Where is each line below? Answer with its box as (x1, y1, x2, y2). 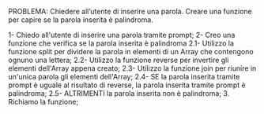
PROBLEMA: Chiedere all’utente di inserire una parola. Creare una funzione (8, 7, 253, 16)
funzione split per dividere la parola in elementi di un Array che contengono (8, 47, 255, 56)
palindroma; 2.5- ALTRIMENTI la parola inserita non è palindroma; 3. (8, 89, 230, 97)
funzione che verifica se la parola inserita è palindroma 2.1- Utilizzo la (8, 39, 235, 48)
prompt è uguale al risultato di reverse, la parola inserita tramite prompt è (8, 80, 247, 90)
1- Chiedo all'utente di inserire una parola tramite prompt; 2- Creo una (8, 31, 236, 39)
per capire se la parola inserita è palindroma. (8, 15, 154, 24)
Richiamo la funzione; (8, 97, 79, 106)
